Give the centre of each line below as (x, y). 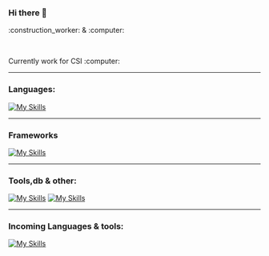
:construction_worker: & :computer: (66, 30)
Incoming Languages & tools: (66, 226)
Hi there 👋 (28, 13)
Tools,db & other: (43, 181)
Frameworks (33, 135)
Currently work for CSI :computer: (64, 61)
